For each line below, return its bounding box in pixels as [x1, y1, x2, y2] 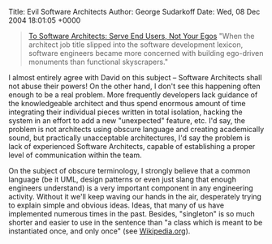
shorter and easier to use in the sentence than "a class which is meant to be [8, 218, 263, 227]
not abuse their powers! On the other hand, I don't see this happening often [8, 81, 261, 91]
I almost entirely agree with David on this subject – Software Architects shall [8, 73, 262, 82]
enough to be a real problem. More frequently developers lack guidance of [8, 90, 258, 100]
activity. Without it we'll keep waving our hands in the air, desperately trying [8, 192, 262, 201]
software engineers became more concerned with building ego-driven [28, 49, 264, 58]
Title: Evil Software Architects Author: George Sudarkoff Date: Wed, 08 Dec [8, 7, 261, 16]
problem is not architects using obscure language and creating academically [8, 125, 265, 134]
